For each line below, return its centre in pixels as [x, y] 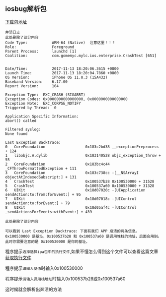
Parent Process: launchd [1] [41, 51]
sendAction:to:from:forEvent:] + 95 [43, 194]
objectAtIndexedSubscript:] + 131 [41, 177]
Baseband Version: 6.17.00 [37, 82]
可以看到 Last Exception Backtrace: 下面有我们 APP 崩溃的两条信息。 [72, 231]
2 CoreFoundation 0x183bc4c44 [58, 164]
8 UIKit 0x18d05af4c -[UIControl [71, 207]
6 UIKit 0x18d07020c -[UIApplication [75, 190]
